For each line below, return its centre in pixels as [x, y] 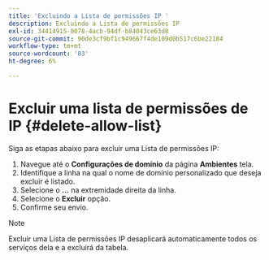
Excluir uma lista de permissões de [128, 108]
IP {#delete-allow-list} [85, 126]
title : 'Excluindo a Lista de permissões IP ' [89, 16]
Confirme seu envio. [54, 207]
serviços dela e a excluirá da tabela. [69, 247]
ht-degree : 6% [33, 62]
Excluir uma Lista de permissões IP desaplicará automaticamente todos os [133, 238]
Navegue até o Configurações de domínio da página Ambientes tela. [137, 164]
